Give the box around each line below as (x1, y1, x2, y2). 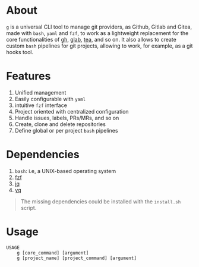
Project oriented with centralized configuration (14, 108, 129, 115)
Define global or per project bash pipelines (14, 127, 118, 134)
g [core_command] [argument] (17, 250, 89, 256)
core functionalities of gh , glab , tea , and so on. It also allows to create (6, 36, 176, 43)
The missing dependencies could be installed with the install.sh (20, 197, 181, 205)
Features (6, 70, 51, 83)
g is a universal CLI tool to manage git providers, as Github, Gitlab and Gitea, (6, 23, 192, 30)
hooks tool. (6, 48, 34, 55)
